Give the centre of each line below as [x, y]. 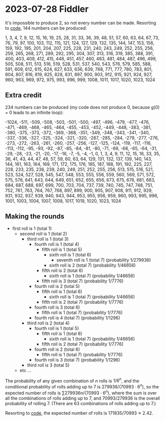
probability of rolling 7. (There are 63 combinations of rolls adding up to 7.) [81, 403]
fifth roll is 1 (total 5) [62, 249]
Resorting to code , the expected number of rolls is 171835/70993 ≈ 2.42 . [79, 413]
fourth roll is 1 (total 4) [57, 244]
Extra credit [23, 95]
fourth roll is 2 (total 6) [57, 349]
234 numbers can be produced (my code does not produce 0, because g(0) [82, 107]
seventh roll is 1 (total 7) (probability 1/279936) [104, 260]
